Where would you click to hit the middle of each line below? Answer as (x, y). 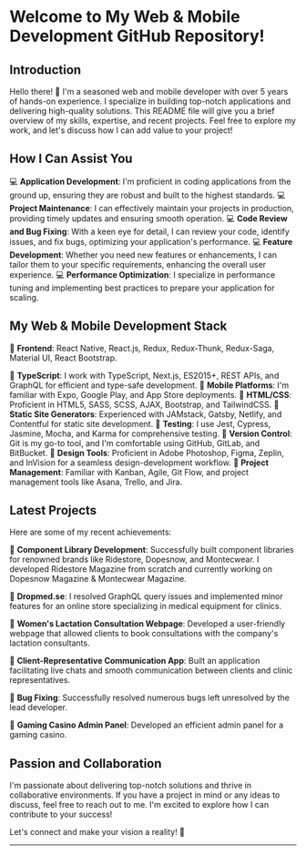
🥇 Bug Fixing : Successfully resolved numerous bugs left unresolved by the (149, 697)
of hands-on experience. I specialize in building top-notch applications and (150, 101)
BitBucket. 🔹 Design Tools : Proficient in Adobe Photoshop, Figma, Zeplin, (147, 453)
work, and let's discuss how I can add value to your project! (121, 130)
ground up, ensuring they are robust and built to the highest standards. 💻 (148, 195)
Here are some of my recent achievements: (91, 532)
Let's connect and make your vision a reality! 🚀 (97, 832)
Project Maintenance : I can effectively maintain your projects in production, (152, 208)
